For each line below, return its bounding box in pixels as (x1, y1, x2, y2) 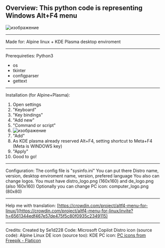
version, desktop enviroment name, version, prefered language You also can (5, 173, 160, 178)
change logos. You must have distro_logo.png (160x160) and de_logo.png (5, 178, 154, 184)
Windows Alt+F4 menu (5, 12, 77, 20)
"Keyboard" (12, 106, 37, 112)
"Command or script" (12, 122, 56, 128)
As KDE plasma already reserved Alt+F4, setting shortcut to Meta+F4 (12, 138, 153, 144)
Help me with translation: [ (5, 202, 59, 208)
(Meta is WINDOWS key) (12, 143, 63, 149)
